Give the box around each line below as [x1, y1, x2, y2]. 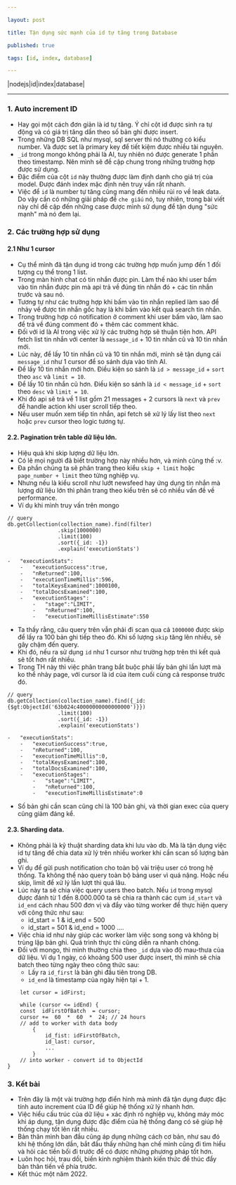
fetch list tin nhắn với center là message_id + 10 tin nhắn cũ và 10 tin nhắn [17, 335, 228, 343]
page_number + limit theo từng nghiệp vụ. [17, 471, 140, 479]
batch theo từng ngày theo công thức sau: [17, 961, 140, 969]
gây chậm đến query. [17, 640, 79, 649]
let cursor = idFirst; [20, 989, 86, 997]
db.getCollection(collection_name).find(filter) [7, 521, 152, 528]
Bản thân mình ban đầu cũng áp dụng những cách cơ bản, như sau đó [17, 1132, 220, 1141]
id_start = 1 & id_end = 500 [27, 916, 105, 924]
